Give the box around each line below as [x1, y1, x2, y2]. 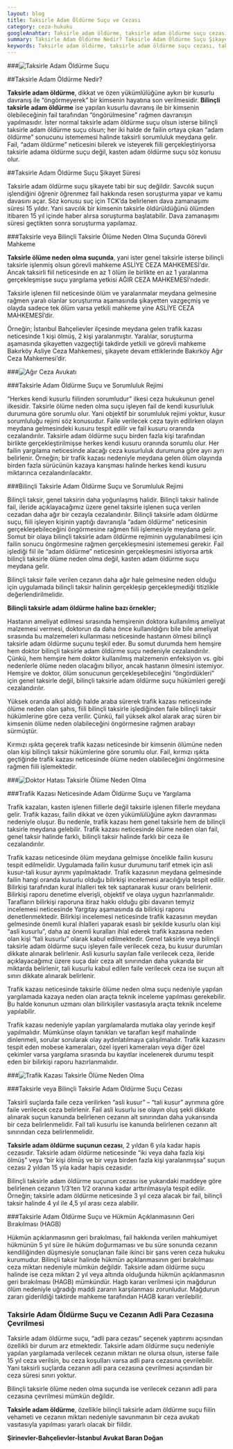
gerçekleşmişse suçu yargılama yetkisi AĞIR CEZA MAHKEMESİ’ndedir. [7, 275, 210, 284]
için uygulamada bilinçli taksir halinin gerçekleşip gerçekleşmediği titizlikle [7, 583, 219, 591]
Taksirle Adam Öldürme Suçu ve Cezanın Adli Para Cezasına [7, 1309, 214, 1319]
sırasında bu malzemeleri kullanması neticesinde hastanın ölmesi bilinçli [7, 632, 212, 640]
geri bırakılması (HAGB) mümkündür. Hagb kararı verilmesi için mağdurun [7, 1278, 216, 1286]
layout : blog [7, 10, 45, 17]
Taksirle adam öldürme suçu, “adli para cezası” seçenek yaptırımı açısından [7, 1334, 223, 1343]
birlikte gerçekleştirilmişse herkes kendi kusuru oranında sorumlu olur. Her [7, 439, 220, 447]
